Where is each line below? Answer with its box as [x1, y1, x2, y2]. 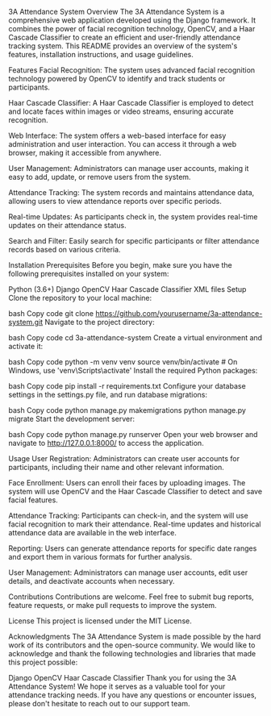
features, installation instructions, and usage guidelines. [8, 50, 194, 59]
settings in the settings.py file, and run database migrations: [8, 390, 208, 399]
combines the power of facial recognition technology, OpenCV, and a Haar [8, 24, 256, 33]
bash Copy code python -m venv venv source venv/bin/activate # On [8, 357, 238, 366]
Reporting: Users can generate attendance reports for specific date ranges [8, 543, 257, 553]
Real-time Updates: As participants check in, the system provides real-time [8, 212, 258, 221]
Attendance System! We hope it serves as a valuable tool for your [8, 681, 226, 691]
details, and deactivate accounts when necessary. [8, 577, 175, 585]
